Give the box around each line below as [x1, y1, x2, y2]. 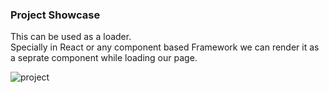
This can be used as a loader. [10, 31, 132, 43]
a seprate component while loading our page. [10, 52, 198, 64]
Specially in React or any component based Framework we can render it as [10, 41, 320, 53]
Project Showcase [10, 8, 101, 22]
